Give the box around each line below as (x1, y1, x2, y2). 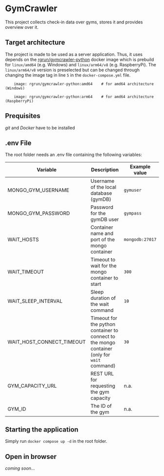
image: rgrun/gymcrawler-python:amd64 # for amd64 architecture (14, 81, 154, 86)
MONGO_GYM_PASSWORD (7, 210, 70, 217)
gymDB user (90, 216, 119, 223)
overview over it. (5, 24, 39, 30)
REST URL (90, 370, 114, 377)
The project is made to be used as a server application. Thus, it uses (5, 51, 143, 57)
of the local (90, 184, 116, 191)
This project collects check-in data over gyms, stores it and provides (5, 19, 143, 25)
